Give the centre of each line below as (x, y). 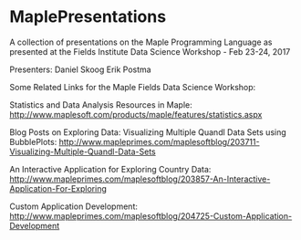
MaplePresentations (88, 17)
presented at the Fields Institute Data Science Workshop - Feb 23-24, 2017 (150, 51)
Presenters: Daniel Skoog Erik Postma (81, 69)
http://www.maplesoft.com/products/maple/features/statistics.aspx (136, 114)
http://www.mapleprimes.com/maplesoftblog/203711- (159, 141)
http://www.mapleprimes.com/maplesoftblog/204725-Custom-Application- (151, 215)
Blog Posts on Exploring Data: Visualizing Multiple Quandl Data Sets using (148, 132)
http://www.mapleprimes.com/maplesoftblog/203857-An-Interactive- (140, 179)
